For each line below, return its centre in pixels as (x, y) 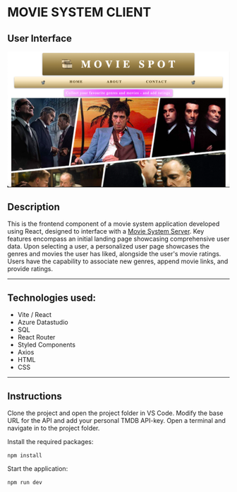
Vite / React (34, 315)
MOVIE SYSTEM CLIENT (79, 12)
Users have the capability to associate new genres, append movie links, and (118, 261)
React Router (36, 337)
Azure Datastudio (43, 323)
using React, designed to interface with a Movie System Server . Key (106, 232)
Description (34, 207)
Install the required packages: (50, 442)
